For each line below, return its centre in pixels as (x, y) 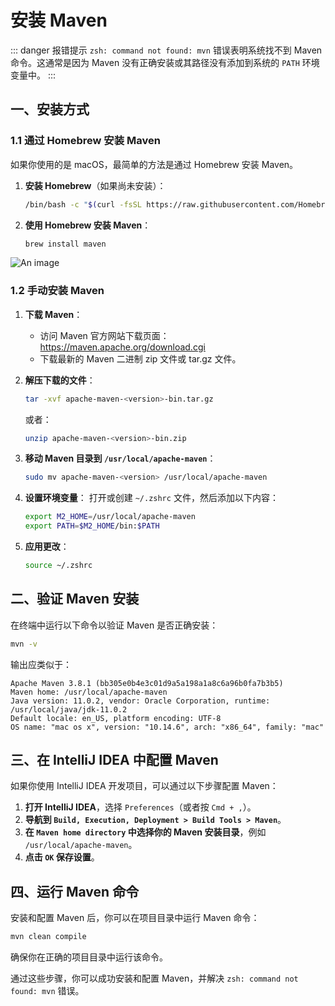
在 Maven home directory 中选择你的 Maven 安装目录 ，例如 (145, 832)
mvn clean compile (48, 937)
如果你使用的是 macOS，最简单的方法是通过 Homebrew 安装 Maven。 (154, 164)
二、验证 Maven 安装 (75, 599)
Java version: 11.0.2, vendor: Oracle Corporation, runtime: (140, 701)
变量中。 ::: (33, 75)
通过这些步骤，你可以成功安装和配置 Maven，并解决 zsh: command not (154, 978)
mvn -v (24, 644)
